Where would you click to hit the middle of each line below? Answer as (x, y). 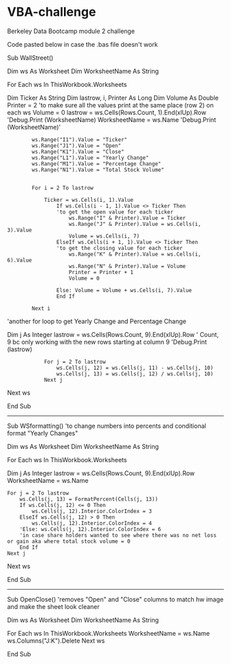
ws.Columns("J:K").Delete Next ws (56, 641)
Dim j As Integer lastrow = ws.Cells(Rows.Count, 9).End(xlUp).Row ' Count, (113, 334)
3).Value (20, 230)
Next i (41, 308)
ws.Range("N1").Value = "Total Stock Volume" (98, 169)
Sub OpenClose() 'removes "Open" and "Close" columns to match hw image (115, 599)
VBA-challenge (52, 12)
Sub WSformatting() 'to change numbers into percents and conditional (107, 426)
